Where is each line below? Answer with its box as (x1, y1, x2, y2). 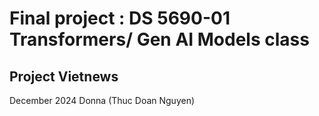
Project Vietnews (9, 68, 119, 85)
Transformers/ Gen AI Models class (9, 28, 310, 51)
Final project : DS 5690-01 (9, 7, 231, 30)
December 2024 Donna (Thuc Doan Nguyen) (9, 95, 196, 106)
